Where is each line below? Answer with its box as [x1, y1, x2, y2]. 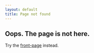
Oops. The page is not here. [5, 30, 90, 38]
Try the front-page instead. [5, 42, 59, 49]
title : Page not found [5, 12, 51, 17]
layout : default [5, 7, 38, 12]
